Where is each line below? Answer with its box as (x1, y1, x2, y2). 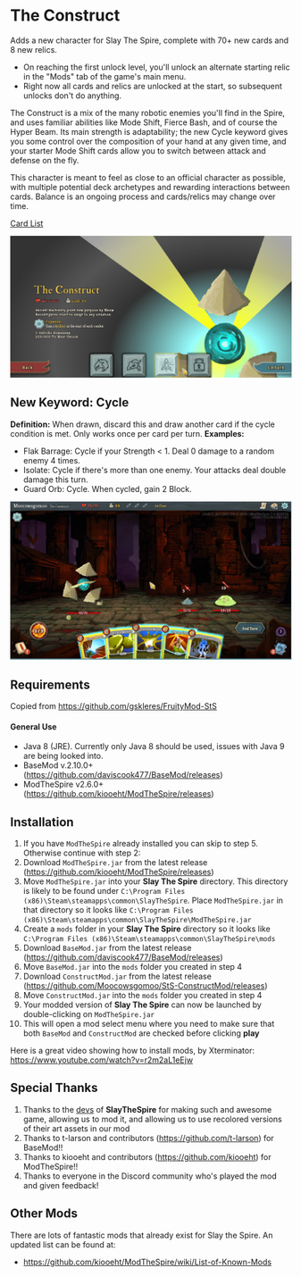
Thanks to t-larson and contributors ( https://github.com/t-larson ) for (22, 1132, 275, 1143)
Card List (10, 218, 44, 229)
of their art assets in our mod (22, 1122, 130, 1134)
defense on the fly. (10, 154, 79, 165)
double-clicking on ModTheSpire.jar (22, 1009, 155, 1020)
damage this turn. (22, 474, 88, 485)
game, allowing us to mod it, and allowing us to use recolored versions (22, 1113, 282, 1124)
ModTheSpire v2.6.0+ (22, 779, 105, 790)
